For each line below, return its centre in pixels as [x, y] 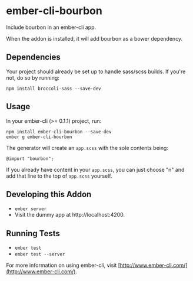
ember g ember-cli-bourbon [39, 137]
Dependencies [33, 57]
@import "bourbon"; [30, 159]
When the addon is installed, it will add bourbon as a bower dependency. [94, 38]
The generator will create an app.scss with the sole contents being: [87, 148]
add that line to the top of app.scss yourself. [59, 176]
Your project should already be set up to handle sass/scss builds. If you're [96, 71]
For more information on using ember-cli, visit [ [63, 265]
